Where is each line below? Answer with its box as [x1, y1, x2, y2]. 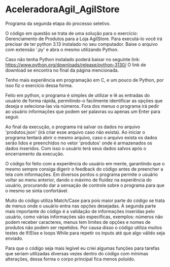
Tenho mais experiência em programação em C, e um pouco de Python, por [5, 77, 164, 83]
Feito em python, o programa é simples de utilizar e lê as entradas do [5, 92, 150, 98]
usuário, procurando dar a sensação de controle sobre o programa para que [5, 182, 165, 188]
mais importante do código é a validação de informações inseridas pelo [5, 208, 155, 214]
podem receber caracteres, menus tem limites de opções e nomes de [5, 219, 151, 225]
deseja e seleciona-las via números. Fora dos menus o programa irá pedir [5, 103, 159, 109]
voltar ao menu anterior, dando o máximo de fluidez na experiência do [5, 176, 152, 183]
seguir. [5, 113, 20, 120]
